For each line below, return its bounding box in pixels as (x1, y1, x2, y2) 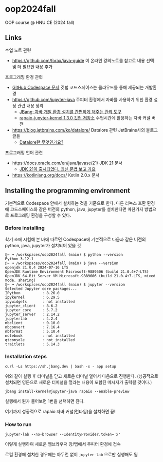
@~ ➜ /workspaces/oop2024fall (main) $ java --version (5, 261, 119, 266)
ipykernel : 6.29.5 (5, 295, 60, 300)
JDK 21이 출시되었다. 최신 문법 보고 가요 (19, 166, 96, 172)
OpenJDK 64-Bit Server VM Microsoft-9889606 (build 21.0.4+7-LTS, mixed (5, 273, 156, 278)
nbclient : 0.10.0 (5, 320, 60, 325)
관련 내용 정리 (17, 102, 44, 108)
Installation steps (5, 353, 47, 360)
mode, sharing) (5, 278, 36, 283)
